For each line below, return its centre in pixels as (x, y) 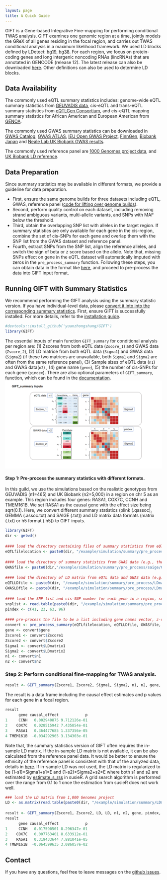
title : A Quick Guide (28, 16)
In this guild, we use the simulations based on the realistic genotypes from (81, 489)
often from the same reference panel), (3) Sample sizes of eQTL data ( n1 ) (80, 362)
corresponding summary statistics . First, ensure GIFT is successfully (75, 311)
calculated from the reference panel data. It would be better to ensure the (80, 756)
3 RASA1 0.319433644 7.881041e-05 (46, 839)
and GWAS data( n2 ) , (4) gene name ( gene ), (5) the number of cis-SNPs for (82, 367)
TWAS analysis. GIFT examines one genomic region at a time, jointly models (83, 36)
